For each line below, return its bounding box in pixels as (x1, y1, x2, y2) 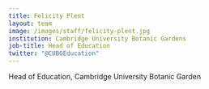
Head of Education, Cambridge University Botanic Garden (8, 72, 201, 81)
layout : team (8, 19, 53, 28)
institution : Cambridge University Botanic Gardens (8, 34, 186, 43)
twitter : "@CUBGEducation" (8, 49, 100, 57)
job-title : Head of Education (8, 42, 111, 50)
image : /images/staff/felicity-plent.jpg (8, 27, 151, 35)
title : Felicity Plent (8, 11, 85, 20)
